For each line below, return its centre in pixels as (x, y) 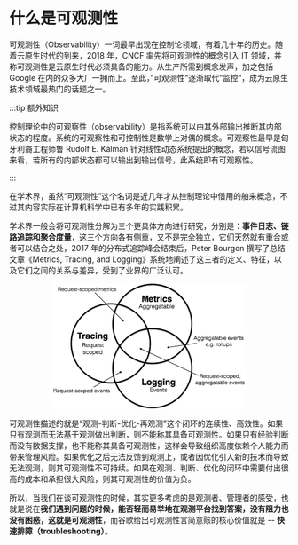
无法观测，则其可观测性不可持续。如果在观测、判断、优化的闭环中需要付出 (145, 468)
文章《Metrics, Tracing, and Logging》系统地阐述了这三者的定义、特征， (142, 259)
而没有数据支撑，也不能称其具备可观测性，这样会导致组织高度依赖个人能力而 (149, 446)
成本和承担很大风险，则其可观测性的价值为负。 (110, 479)
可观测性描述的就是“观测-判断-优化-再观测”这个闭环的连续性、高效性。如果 (146, 423)
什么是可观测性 (64, 18)
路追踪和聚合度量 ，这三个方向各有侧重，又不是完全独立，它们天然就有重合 (145, 237)
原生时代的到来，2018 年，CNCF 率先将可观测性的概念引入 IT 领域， (149, 55)
